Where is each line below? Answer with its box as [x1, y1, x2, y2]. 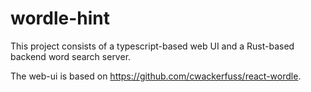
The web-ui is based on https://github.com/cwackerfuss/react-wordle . [10, 70, 302, 82]
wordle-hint [10, 7, 111, 30]
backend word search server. [10, 50, 132, 62]
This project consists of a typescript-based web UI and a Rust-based [10, 40, 295, 52]
